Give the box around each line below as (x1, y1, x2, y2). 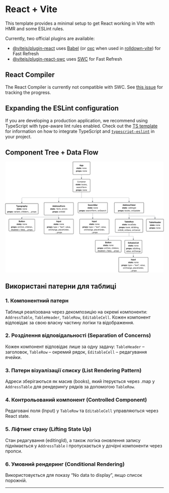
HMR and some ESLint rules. (5, 25, 64, 31)
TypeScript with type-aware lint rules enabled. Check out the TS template (5, 123, 158, 129)
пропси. (5, 448, 23, 454)
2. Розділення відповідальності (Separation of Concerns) (5, 332, 151, 339)
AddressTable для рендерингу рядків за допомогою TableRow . (5, 384, 136, 390)
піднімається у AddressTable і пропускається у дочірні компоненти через (5, 442, 162, 449)
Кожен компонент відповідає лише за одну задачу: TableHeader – (5, 343, 145, 350)
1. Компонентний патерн (5, 297, 69, 304)
